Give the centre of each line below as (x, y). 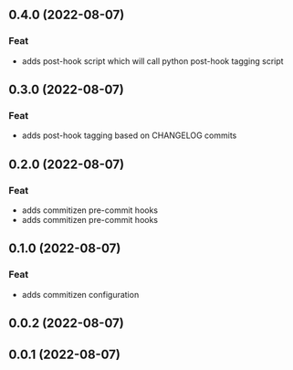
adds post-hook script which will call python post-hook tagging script (152, 61)
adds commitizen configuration (80, 294)
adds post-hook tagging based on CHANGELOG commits (129, 135)
